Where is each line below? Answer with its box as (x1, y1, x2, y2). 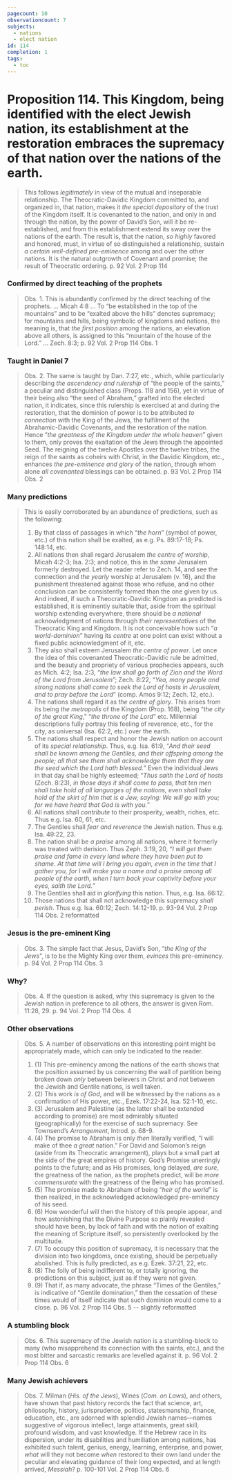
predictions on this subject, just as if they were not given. (34, 1274, 197, 1282)
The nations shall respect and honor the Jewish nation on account (34, 735, 223, 743)
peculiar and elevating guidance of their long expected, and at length (23, 1457, 221, 1465)
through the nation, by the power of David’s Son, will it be (23, 217, 188, 226)
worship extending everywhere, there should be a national (34, 609, 202, 618)
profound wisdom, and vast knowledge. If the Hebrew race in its (23, 1428, 207, 1436)
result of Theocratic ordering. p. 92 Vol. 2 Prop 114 (23, 261, 168, 270)
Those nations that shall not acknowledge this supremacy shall (34, 896, 214, 904)
